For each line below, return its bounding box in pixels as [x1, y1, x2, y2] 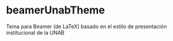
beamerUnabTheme [6, 4, 106, 17]
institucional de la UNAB [6, 29, 65, 36]
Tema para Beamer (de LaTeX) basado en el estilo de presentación [6, 23, 167, 30]
